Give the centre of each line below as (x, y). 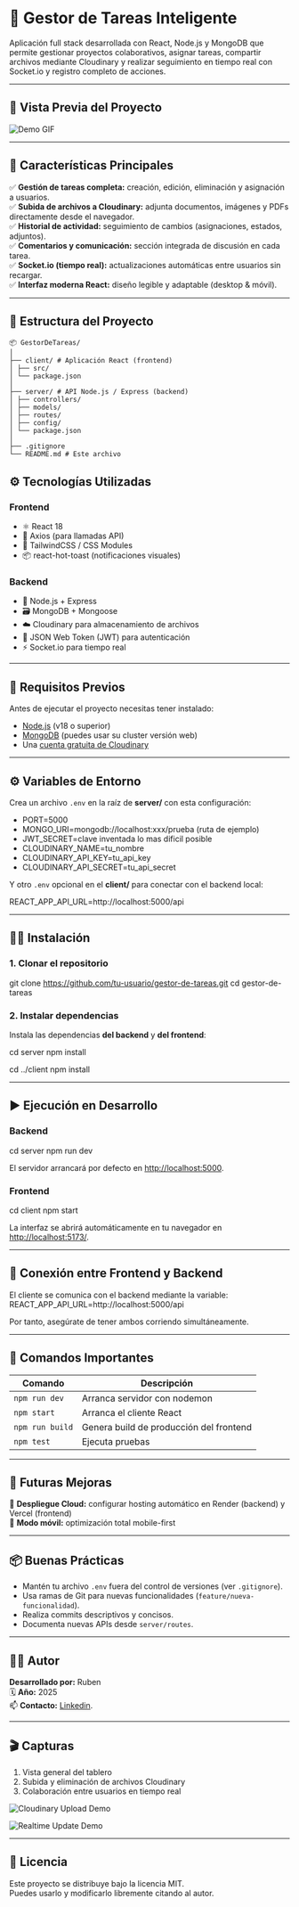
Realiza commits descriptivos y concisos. (97, 1615)
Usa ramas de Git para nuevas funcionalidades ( (110, 1596)
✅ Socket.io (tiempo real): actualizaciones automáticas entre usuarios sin (145, 265)
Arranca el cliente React (132, 1412)
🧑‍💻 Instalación (50, 938)
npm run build (44, 1427)
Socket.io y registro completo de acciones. (88, 71)
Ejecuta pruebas (116, 1441)
